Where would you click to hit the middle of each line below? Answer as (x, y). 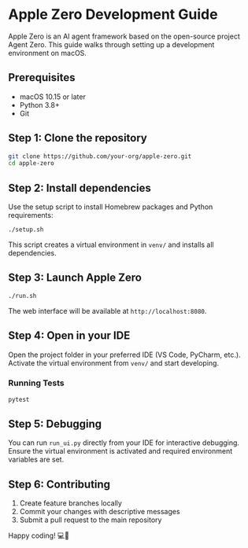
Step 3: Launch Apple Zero (75, 278)
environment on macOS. (47, 53)
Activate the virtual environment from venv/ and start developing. (113, 362)
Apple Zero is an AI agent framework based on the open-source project (124, 36)
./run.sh (22, 296)
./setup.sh (26, 230)
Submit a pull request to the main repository (91, 520)
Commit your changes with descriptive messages (100, 512)
